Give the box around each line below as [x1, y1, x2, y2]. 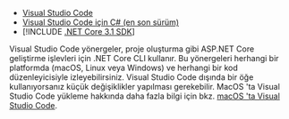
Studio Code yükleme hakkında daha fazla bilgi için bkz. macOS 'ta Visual [9, 91, 280, 101]
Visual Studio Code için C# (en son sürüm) [21, 17, 180, 28]
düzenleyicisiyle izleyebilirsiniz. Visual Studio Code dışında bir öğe [9, 72, 254, 83]
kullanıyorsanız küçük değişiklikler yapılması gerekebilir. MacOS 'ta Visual [9, 82, 280, 91]
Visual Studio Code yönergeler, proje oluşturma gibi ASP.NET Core [9, 44, 255, 54]
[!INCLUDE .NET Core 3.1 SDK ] [21, 27, 136, 36]
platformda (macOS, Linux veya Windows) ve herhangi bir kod [9, 62, 239, 73]
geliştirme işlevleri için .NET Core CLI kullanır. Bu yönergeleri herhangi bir [9, 53, 279, 63]
